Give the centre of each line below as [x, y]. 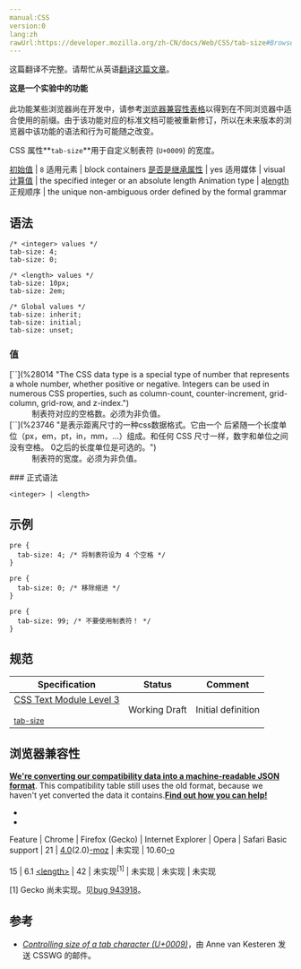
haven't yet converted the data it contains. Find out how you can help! [138, 795]
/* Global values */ [48, 307]
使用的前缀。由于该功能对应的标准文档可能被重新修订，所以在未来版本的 [150, 120]
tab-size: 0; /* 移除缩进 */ [69, 588]
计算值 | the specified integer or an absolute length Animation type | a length [149, 181]
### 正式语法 [34, 478]
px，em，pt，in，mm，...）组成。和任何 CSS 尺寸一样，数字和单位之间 [156, 437]
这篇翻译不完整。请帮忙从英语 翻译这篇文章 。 [92, 69]
